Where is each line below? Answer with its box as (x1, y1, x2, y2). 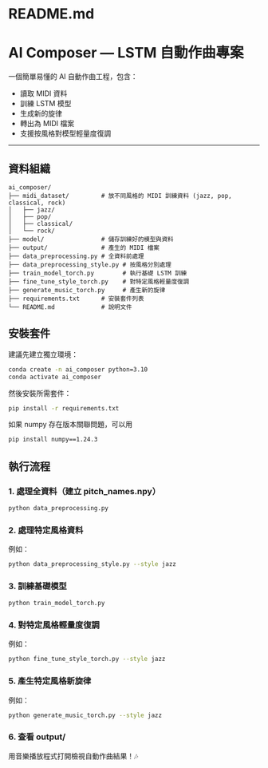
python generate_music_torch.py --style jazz (8, 711, 162, 719)
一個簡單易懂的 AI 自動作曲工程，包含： (8, 72, 138, 81)
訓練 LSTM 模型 (19, 99, 72, 109)
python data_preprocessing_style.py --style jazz (8, 560, 177, 568)
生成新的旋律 (19, 109, 62, 118)
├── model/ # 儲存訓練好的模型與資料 (8, 235, 174, 243)
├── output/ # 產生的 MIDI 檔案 (8, 243, 160, 251)
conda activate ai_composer (8, 373, 102, 381)
